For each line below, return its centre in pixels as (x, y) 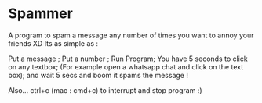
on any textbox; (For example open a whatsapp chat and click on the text (126, 66)
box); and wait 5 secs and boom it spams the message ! (98, 75)
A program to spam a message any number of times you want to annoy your (131, 35)
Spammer (40, 14)
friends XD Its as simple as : (53, 43)
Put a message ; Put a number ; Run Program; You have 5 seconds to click (128, 59)
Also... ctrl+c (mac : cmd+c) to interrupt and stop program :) (105, 90)
